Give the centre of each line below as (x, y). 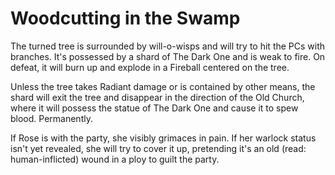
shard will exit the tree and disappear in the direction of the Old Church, (157, 97)
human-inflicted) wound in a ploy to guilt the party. (115, 159)
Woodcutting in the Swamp (125, 18)
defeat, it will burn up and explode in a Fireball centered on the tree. (150, 67)
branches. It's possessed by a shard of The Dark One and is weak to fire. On (168, 56)
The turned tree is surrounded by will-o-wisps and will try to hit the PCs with (168, 46)
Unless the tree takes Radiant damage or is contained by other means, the (163, 86)
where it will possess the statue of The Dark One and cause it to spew (154, 108)
